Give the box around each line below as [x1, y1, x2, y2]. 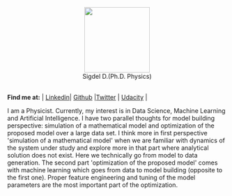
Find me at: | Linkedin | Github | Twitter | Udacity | [7, 93, 148, 101]
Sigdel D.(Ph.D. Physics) [82, 73, 152, 80]
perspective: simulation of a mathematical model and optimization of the [7, 121, 215, 130]
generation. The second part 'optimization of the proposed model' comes [7, 158, 218, 167]
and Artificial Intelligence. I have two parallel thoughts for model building [7, 114, 215, 122]
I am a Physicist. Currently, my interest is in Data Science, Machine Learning [7, 107, 226, 114]
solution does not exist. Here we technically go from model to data [7, 151, 198, 159]
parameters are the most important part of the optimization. [7, 181, 178, 189]
